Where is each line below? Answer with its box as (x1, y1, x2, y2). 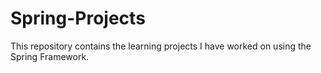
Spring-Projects (10, 7, 146, 30)
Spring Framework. (10, 50, 90, 62)
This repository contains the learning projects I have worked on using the (10, 40, 312, 52)
